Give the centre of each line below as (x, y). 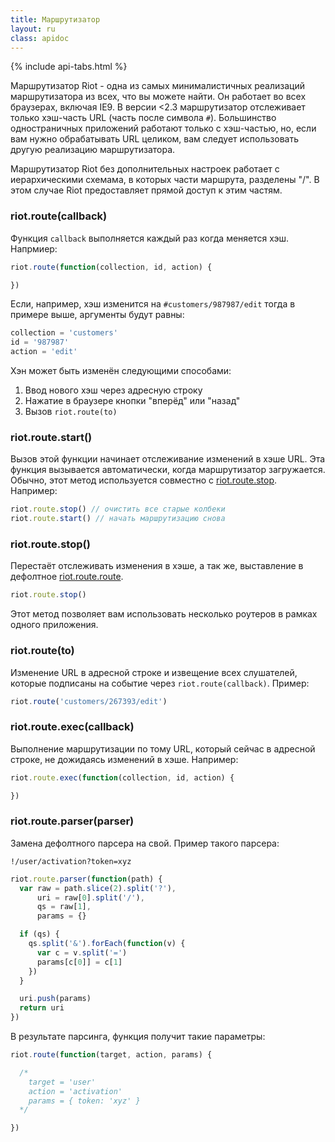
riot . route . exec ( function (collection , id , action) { (122, 777)
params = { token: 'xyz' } (84, 1101)
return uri (42, 1008)
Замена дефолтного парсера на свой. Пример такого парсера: (145, 843)
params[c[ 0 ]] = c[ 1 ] (79, 962)
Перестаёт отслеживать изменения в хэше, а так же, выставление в (157, 566)
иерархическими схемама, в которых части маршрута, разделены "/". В (165, 180)
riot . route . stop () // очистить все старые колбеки (118, 509)
